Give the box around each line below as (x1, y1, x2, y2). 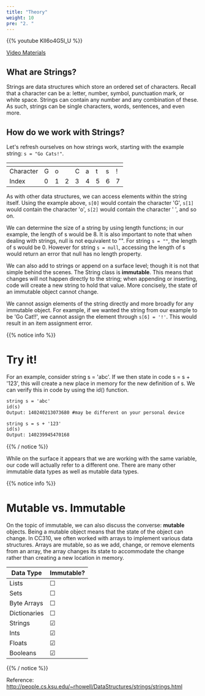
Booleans (9, 649, 37, 657)
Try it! (6, 353, 37, 367)
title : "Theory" (6, 9, 48, 15)
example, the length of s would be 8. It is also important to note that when (6, 231, 192, 238)
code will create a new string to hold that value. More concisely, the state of (6, 281, 198, 289)
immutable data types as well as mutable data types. (6, 468, 139, 475)
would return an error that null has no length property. (6, 250, 143, 258)
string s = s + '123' (6, 421, 62, 427)
